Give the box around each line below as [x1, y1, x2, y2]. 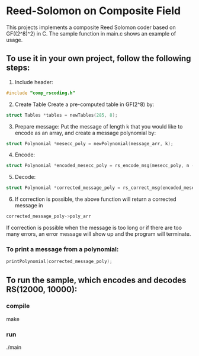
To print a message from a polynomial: [6, 245, 119, 253]
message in [14, 202, 43, 209]
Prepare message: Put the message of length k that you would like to [14, 123, 183, 130]
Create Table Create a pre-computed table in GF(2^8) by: [14, 101, 155, 108]
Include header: [14, 78, 53, 85]
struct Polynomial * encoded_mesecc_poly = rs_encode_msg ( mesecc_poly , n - [6, 163, 195, 169]
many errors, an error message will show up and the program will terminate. [6, 230, 191, 238]
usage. [6, 36, 23, 43]
